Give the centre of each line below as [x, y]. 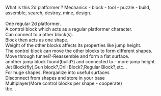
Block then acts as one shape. [37, 40]
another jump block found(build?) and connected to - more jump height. [81, 62]
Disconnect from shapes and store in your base [55, 78]
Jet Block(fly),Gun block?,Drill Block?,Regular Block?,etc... [66, 67]
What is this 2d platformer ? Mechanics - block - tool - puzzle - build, [78, 7]
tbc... [11, 89]
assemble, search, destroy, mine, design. [48, 13]
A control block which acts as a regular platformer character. [69, 29]
